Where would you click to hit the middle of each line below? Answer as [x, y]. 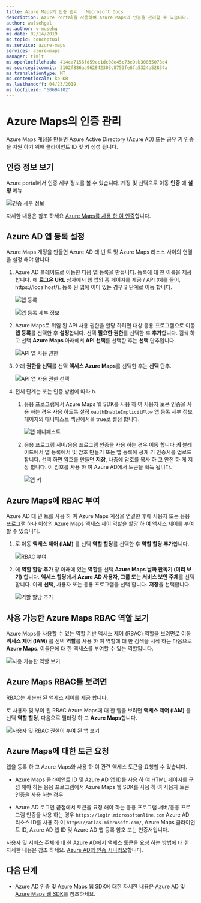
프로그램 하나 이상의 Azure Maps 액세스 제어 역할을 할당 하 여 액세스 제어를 [94, 524]
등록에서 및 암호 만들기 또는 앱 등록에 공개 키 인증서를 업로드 [121, 452]
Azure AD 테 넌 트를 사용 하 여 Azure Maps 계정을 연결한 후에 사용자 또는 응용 [98, 516]
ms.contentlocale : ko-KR [37, 79]
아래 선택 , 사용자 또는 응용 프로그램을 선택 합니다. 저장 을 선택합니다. [112, 585]
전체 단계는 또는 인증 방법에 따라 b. [56, 392]
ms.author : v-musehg [32, 28]
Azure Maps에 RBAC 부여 [53, 500]
